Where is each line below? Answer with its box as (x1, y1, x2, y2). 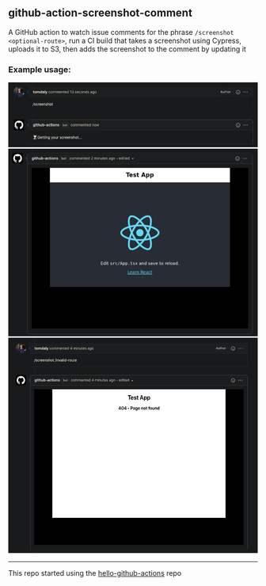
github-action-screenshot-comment (8, 6, 192, 20)
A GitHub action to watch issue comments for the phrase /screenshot (8, 27, 234, 36)
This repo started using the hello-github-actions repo (8, 568, 182, 577)
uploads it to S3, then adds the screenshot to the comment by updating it (8, 44, 247, 54)
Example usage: (8, 63, 71, 74)
